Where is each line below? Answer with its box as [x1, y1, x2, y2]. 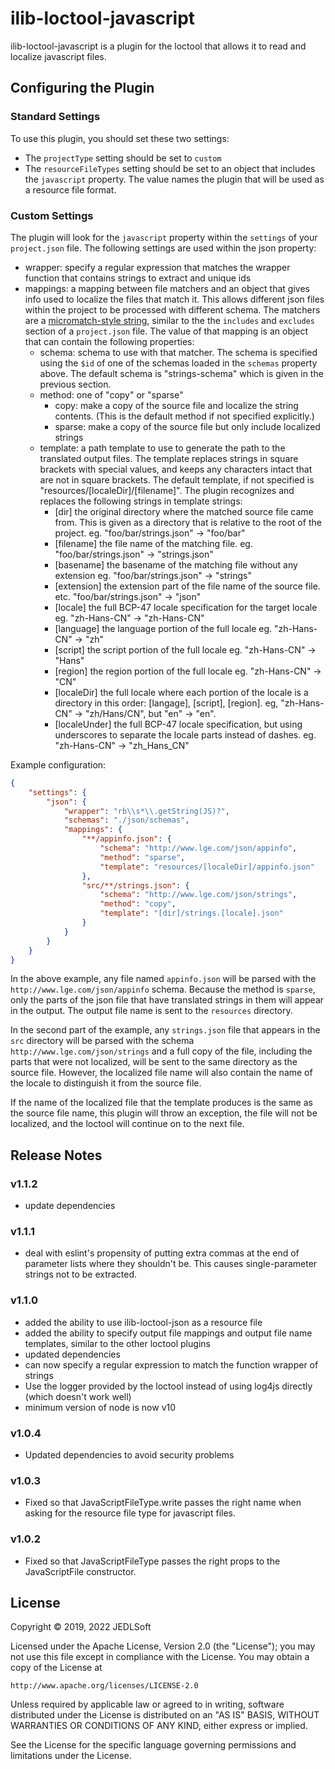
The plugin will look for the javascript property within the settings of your [10, 231, 318, 243]
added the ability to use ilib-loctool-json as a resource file [24, 1316, 263, 1328]
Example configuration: [10, 758, 107, 771]
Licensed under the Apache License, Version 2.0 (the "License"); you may [10, 1640, 316, 1652]
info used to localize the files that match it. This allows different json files [24, 293, 325, 305]
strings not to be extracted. [24, 1268, 138, 1281]
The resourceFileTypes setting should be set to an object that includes [24, 162, 316, 174]
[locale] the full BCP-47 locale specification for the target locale [54, 601, 318, 613]
